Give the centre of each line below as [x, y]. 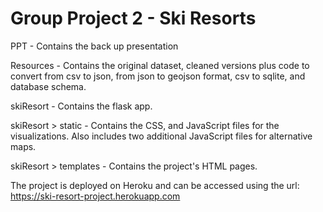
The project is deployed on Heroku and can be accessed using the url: [155, 185]
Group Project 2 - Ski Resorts [133, 18]
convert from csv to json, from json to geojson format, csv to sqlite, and [158, 76]
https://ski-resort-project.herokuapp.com [95, 196]
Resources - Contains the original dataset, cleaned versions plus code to [160, 65]
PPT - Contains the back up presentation [94, 46]
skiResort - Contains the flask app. [81, 106]
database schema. [48, 86]
